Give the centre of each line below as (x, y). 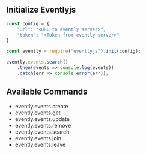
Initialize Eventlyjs (41, 10)
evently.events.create (41, 106)
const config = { (28, 23)
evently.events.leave (40, 144)
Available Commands (47, 92)
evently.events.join (38, 138)
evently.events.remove (43, 125)
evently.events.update (42, 119)
